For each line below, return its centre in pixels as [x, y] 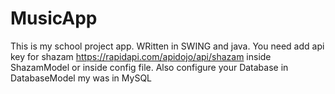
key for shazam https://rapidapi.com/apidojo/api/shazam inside [141, 56]
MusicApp [54, 18]
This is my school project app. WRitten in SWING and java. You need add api [167, 46]
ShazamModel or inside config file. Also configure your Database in [149, 67]
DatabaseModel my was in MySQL [81, 78]
